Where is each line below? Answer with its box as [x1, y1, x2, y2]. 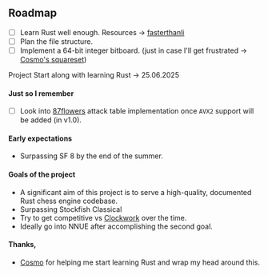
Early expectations [8, 134, 73, 143]
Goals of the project [8, 169, 76, 179]
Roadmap [8, 6, 58, 20]
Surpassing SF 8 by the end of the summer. [19, 151, 164, 161]
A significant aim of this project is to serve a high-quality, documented [19, 187, 252, 197]
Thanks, [8, 240, 37, 249]
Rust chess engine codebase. [19, 196, 118, 205]
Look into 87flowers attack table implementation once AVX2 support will [19, 106, 254, 116]
